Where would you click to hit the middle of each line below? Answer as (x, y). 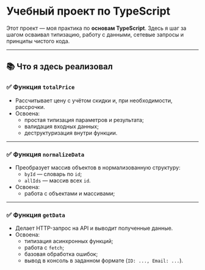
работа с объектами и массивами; (70, 193)
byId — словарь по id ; (53, 174)
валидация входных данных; (61, 126)
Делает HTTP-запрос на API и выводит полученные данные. (94, 228)
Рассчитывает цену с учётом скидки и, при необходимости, (94, 100)
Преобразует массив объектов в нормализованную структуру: (98, 167)
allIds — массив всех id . (57, 180)
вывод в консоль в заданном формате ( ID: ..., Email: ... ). (104, 261)
